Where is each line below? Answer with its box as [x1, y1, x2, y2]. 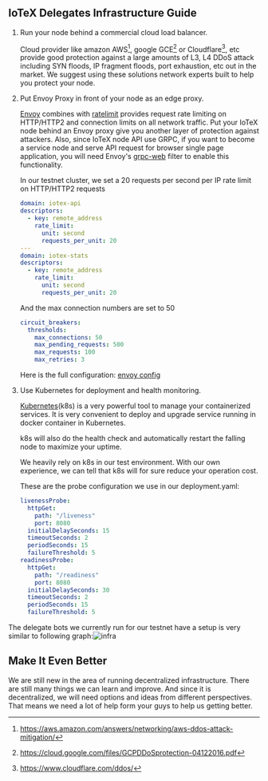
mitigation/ [19, 732, 56, 742]
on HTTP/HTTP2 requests [19, 184, 106, 194]
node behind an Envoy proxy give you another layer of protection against [19, 126, 259, 136]
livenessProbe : [19, 497, 71, 505]
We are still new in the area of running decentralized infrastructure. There [8, 675, 250, 685]
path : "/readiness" [34, 571, 100, 579]
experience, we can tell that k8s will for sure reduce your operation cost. [19, 466, 258, 476]
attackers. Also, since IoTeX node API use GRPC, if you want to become [19, 135, 255, 145]
